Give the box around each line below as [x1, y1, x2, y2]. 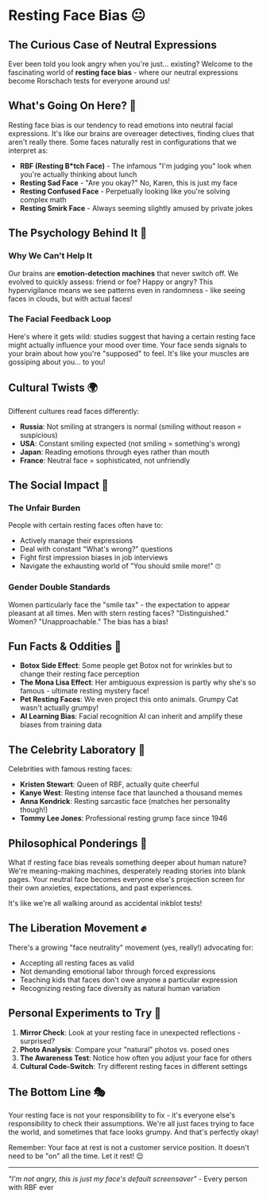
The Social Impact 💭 [8, 478, 109, 492]
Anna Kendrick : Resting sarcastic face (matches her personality [19, 797, 230, 806]
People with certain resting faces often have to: [8, 521, 163, 530]
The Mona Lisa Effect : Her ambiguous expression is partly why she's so [19, 677, 257, 687]
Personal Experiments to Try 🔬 [8, 1006, 161, 1020]
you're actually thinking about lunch [19, 170, 137, 179]
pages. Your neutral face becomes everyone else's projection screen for [8, 875, 245, 884]
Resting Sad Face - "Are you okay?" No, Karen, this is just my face [19, 178, 238, 187]
